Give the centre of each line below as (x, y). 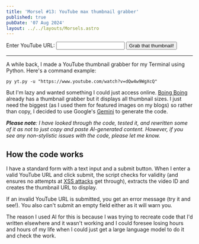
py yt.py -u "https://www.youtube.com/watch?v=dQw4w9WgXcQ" (82, 82)
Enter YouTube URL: (31, 46)
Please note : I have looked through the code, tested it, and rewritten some (97, 123)
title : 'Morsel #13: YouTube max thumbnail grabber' (73, 12)
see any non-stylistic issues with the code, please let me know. (83, 136)
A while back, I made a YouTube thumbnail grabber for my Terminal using (95, 64)
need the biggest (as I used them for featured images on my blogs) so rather (99, 105)
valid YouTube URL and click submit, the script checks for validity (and (92, 175)
